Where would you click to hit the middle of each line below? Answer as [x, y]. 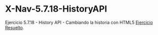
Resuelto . [15, 27]
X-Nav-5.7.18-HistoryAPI [56, 9]
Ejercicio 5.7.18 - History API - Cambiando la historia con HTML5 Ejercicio [79, 22]
